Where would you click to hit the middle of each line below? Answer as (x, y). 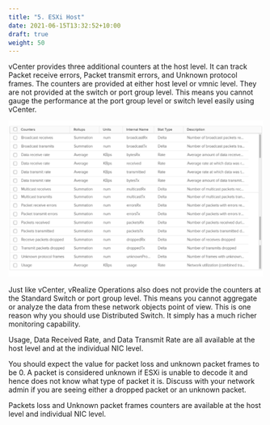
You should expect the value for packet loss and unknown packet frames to (134, 364)
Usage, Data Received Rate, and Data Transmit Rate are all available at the (132, 340)
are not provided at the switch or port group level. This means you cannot (131, 92)
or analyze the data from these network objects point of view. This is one (130, 307)
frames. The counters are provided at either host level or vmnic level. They (133, 84)
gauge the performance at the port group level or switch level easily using (131, 101)
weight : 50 (27, 43)
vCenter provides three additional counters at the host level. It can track (128, 67)
